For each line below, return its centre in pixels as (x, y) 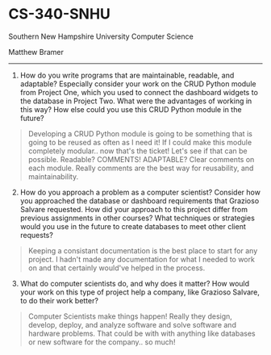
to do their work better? (59, 300)
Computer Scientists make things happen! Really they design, (130, 316)
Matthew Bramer (36, 52)
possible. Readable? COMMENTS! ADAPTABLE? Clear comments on (141, 159)
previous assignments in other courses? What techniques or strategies (138, 218)
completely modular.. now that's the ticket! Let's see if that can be (138, 151)
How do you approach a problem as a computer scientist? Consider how (140, 192)
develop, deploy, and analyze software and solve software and (132, 324)
